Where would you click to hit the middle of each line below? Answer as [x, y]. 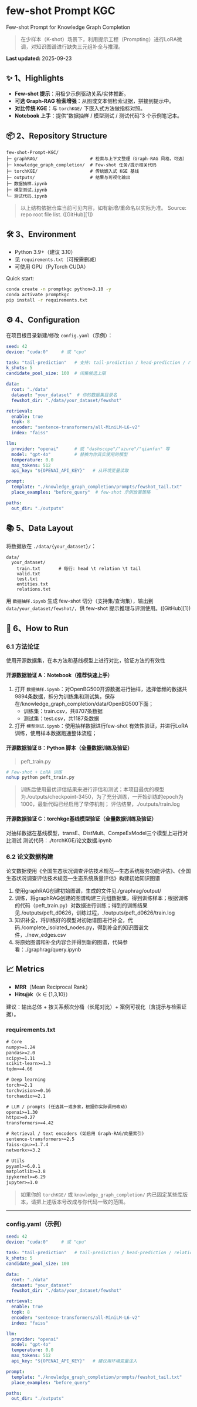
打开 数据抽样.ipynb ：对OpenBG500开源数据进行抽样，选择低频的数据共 [101, 689]
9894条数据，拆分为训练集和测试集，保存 [65, 696]
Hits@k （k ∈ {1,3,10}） [43, 994]
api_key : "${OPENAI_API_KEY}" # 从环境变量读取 [70, 471]
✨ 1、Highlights [35, 78]
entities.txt [33, 584]
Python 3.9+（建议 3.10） [45, 252]
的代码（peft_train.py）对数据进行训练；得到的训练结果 [81, 905]
